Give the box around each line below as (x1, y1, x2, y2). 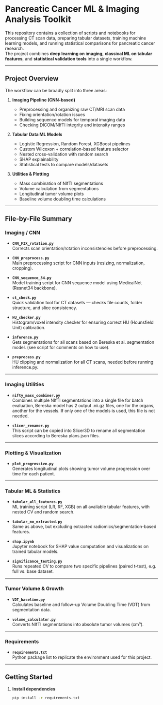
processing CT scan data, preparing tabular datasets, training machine (5, 35, 147, 41)
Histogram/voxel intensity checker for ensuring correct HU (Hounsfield (12, 319, 154, 325)
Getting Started (5, 673, 53, 681)
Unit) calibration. (12, 325, 46, 331)
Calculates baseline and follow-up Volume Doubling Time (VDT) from (12, 601, 150, 607)
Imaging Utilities (5, 381, 45, 388)
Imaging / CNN (5, 229, 40, 236)
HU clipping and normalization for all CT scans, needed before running (12, 359, 154, 365)
